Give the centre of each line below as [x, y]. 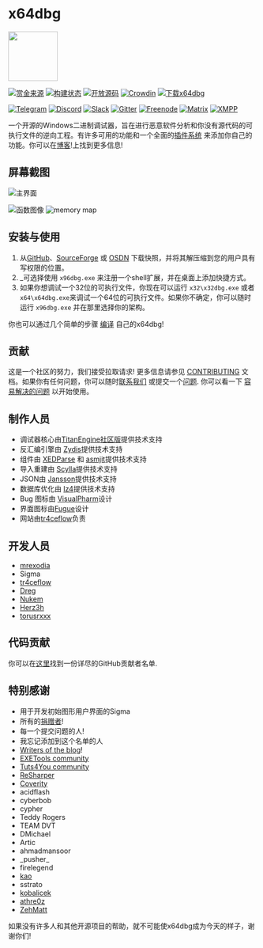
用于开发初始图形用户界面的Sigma [75, 711]
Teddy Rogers [42, 817]
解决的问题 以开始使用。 [54, 392]
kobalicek [35, 893]
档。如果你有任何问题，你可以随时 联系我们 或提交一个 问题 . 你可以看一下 [125, 381]
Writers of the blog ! [51, 749]
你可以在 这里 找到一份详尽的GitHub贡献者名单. [83, 663]
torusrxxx [35, 616]
